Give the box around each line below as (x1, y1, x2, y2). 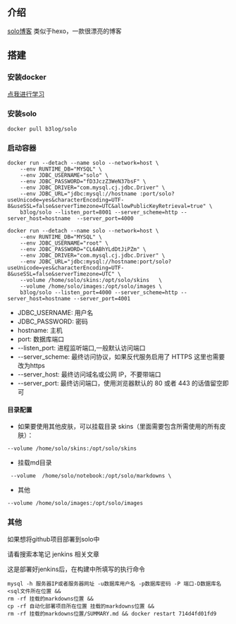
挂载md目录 (17, 458, 52, 467)
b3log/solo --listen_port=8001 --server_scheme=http (20, 209, 178, 216)
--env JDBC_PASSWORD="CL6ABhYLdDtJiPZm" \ (20, 246, 147, 253)
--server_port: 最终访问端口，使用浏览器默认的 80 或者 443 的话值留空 (17, 379, 223, 388)
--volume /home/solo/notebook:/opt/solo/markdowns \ (10, 472, 172, 479)
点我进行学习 (7, 90, 44, 98)
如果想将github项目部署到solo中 (7, 534, 100, 543)
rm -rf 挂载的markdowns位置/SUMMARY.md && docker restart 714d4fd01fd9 (7, 610, 217, 617)
